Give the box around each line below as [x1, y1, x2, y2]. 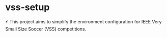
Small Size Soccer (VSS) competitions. [5, 26, 87, 32]
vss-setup [5, 2, 50, 13]
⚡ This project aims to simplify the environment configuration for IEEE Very [5, 18, 162, 24]
